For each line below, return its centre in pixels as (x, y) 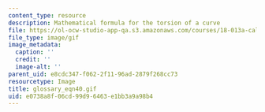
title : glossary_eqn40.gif (52, 89)
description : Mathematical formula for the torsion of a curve (114, 23)
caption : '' (35, 52)
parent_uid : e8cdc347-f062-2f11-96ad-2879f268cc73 (93, 74)
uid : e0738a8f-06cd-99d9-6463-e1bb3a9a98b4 (81, 96)
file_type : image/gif (44, 37)
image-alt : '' (38, 67)
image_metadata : (35, 45)
